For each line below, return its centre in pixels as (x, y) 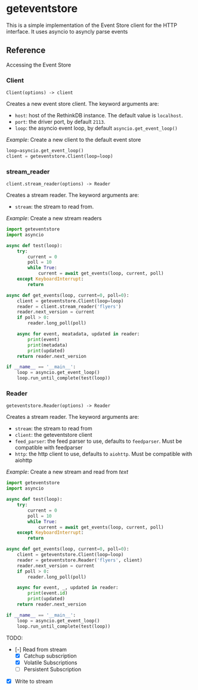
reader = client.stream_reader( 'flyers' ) (69, 306)
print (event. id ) (48, 593)
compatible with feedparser (49, 448)
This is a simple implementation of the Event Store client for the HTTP (92, 25)
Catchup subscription (50, 656)
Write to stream (34, 681)
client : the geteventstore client (53, 435)
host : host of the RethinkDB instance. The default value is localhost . (99, 115)
